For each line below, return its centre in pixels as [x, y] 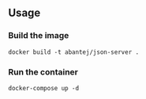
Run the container [43, 72]
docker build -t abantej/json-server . [74, 52]
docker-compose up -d [44, 88]
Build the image [39, 36]
